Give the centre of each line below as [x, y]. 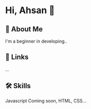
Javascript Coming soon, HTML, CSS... [46, 100]
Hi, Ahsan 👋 [30, 10]
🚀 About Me [24, 29]
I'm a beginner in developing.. [36, 41]
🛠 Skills [18, 86]
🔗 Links [17, 57]
